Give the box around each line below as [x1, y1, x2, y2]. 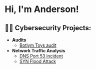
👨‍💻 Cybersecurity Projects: [4, 24, 91, 32]
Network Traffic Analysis [11, 48, 65, 53]
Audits [11, 37, 26, 43]
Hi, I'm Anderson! [4, 4, 79, 15]
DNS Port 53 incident [19, 53, 63, 59]
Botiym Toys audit [19, 42, 57, 48]
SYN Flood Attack [19, 58, 56, 64]
